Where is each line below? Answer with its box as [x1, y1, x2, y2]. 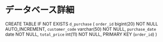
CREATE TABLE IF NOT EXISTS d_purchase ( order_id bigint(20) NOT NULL [5, 21, 158, 27]
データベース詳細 [5, 4, 75, 16]
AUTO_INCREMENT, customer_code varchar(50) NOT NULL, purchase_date [5, 26, 157, 32]
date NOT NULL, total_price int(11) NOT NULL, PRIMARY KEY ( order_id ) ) [5, 31, 158, 37]
